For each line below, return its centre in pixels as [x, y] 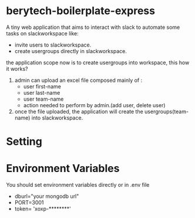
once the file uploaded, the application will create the [79, 111]
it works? [17, 68]
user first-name [42, 86]
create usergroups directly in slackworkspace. [71, 51]
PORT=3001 [29, 203]
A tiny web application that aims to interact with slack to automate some [93, 27]
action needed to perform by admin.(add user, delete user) [94, 105]
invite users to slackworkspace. [53, 45]
